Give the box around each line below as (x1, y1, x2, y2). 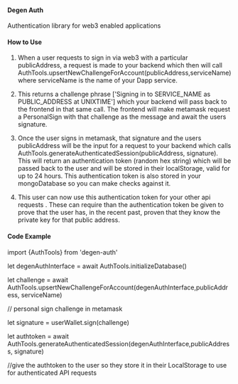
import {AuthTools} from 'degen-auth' (7, 247, 119, 256)
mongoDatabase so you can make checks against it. (17, 179, 171, 188)
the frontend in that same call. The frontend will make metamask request (17, 105, 231, 114)
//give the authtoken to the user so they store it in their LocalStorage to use (7, 361, 227, 369)
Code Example (7, 232, 51, 240)
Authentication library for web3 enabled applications (7, 21, 161, 30)
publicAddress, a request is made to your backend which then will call (17, 61, 222, 70)
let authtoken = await (7, 331, 69, 341)
